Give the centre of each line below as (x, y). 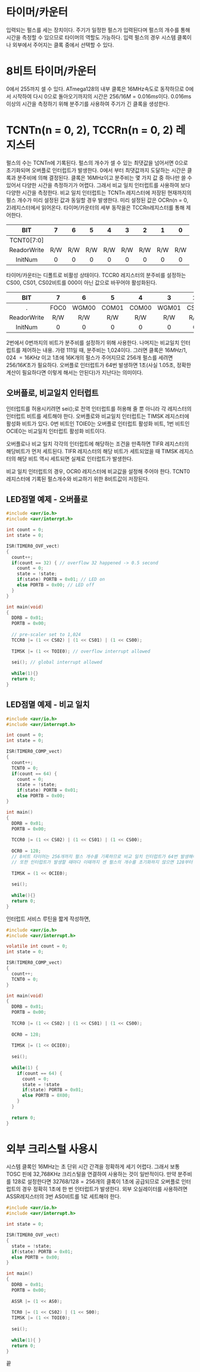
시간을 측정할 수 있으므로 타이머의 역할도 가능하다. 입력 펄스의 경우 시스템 (91, 37)
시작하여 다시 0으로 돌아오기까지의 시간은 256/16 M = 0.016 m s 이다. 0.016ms (102, 96)
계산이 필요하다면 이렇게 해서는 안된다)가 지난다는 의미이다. (75, 372)
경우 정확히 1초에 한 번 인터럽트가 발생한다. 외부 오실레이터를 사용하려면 (105, 1189)
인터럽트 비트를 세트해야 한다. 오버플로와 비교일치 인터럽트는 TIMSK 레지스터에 (98, 416)
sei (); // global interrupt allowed (57, 662)
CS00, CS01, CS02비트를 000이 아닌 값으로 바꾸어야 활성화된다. (82, 282)
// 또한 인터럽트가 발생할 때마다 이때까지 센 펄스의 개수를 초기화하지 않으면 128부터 (102, 862)
